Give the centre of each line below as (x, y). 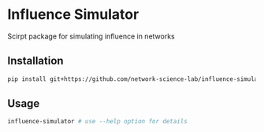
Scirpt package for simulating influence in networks (91, 36)
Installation (35, 61)
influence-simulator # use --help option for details (98, 122)
